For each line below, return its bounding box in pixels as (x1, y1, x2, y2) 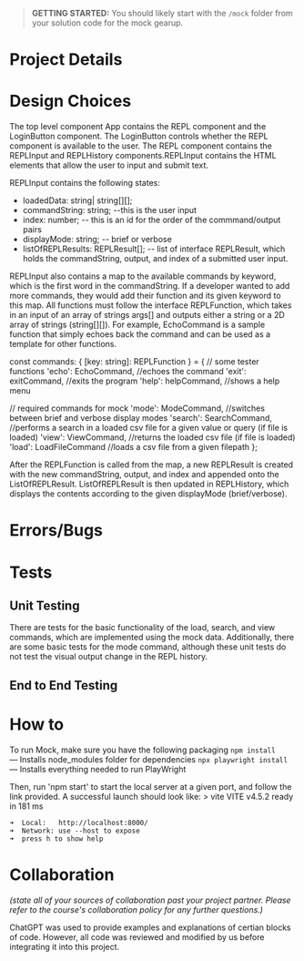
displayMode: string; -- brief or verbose (22, 234, 173, 245)
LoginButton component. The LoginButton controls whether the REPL (9, 131, 269, 142)
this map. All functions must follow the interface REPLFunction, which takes (9, 300, 292, 311)
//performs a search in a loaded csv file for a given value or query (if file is (9, 423, 289, 434)
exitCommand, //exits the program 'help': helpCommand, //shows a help (9, 375, 280, 386)
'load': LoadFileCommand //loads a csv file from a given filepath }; (9, 442, 258, 453)
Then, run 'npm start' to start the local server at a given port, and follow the (9, 781, 292, 792)
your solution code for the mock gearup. (31, 17, 184, 28)
